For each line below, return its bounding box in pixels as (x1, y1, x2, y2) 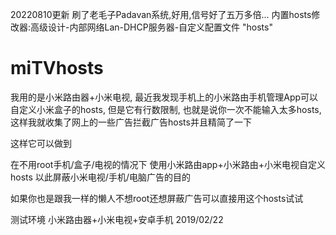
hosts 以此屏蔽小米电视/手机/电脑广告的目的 (10, 171, 191, 183)
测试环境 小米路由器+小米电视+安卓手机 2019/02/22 (10, 213, 224, 225)
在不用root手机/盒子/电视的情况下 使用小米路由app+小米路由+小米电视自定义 (10, 158, 326, 170)
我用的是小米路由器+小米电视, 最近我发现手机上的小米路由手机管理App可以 (10, 91, 319, 103)
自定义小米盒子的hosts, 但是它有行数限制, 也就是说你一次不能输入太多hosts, (10, 103, 322, 115)
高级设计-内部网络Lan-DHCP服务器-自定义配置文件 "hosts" (30, 21, 273, 33)
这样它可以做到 (10, 137, 72, 149)
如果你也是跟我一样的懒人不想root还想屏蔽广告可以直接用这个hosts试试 (10, 192, 304, 204)
